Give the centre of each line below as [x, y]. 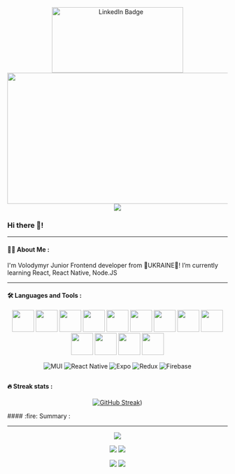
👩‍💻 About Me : [29, 249]
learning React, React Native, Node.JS [62, 273]
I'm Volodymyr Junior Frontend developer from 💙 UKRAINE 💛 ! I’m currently [113, 265]
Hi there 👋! [26, 225]
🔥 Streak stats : [30, 387]
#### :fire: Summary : [39, 416]
